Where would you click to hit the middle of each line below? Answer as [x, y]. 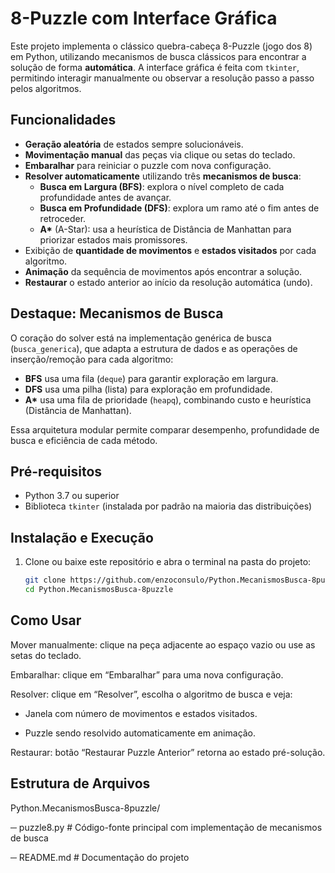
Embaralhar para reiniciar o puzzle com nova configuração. [148, 165]
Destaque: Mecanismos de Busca [117, 313]
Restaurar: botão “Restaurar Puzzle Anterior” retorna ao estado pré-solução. [168, 752]
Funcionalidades [63, 120]
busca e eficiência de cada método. [84, 440]
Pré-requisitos [56, 471]
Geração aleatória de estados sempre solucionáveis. [134, 144]
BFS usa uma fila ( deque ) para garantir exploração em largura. [151, 378]
